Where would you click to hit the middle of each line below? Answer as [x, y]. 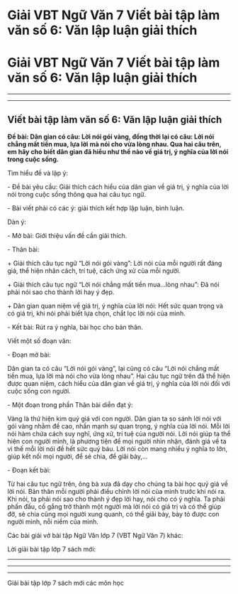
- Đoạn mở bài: [29, 355]
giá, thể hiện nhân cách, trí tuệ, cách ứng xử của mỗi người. [94, 271]
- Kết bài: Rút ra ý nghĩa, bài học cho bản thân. [75, 327]
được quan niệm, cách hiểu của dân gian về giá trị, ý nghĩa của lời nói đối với [119, 383]
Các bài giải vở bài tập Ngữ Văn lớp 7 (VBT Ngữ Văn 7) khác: [95, 535]
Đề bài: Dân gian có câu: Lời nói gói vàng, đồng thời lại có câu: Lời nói [111, 136]
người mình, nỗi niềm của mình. [53, 522]
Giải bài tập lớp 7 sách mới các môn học [66, 583]
